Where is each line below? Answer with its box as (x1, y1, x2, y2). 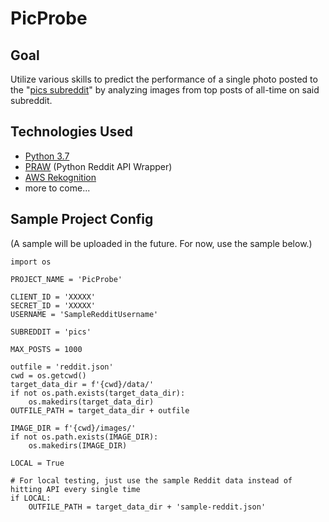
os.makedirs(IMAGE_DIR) (28, 440, 128, 451)
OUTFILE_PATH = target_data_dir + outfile (10, 405, 190, 416)
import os (10, 257, 52, 267)
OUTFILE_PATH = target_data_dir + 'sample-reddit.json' (28, 502, 267, 512)
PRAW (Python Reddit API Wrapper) (24, 160, 173, 172)
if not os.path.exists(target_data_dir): (10, 388, 186, 398)
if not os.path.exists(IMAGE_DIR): (10, 432, 159, 442)
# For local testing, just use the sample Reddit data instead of (10, 475, 293, 486)
